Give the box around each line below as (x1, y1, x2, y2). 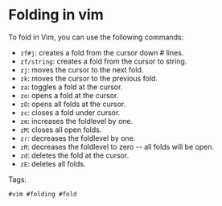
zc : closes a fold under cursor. (19, 107, 121, 117)
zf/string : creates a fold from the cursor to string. (19, 56, 187, 66)
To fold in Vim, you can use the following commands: (8, 32, 184, 42)
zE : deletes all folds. (19, 159, 86, 168)
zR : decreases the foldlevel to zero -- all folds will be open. (19, 142, 215, 151)
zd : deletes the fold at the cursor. (19, 150, 129, 160)
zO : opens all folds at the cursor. (19, 99, 126, 109)
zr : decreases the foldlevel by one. (19, 133, 136, 142)
